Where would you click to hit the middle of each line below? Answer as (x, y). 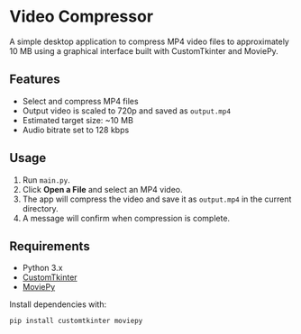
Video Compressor (82, 17)
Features (35, 80)
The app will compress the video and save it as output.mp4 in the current (157, 199)
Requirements (50, 246)
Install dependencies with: (58, 304)
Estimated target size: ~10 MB (78, 120)
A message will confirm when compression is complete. (126, 218)
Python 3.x (42, 268)
